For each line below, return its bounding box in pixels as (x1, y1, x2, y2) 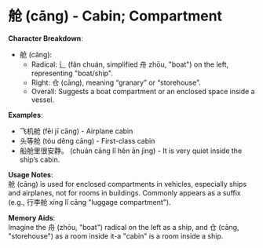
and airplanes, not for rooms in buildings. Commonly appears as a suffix (8, 188, 241, 197)
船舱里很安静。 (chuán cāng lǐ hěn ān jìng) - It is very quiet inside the (19, 146, 243, 155)
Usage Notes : (8, 170, 53, 179)
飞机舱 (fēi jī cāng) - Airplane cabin (19, 126, 133, 136)
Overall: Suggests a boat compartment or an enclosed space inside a (31, 86, 255, 96)
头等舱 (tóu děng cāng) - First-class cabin (19, 136, 155, 145)
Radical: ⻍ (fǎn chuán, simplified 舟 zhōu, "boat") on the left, (31, 60, 229, 69)
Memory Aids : (8, 213, 56, 222)
